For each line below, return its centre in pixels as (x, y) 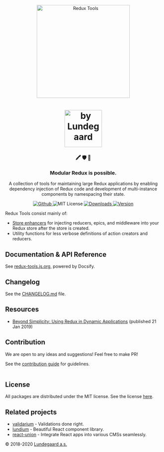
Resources (22, 310)
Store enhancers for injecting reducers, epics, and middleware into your (86, 223)
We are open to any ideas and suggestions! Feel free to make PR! (72, 354)
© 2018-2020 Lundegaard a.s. (36, 444)
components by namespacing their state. (83, 194)
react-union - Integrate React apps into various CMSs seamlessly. (80, 435)
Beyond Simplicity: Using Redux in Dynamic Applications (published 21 (84, 321)
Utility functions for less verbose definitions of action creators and (80, 233)
